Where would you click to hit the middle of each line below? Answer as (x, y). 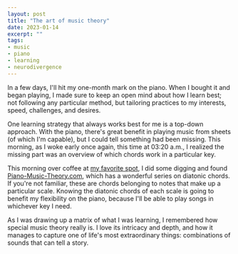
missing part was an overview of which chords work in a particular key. (112, 154)
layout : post (27, 14)
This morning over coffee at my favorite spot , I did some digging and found (118, 168)
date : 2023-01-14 (33, 27)
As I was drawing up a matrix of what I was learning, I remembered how (113, 220)
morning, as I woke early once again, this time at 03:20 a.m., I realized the (116, 146)
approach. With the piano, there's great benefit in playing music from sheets (119, 131)
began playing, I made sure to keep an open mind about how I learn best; (115, 95)
